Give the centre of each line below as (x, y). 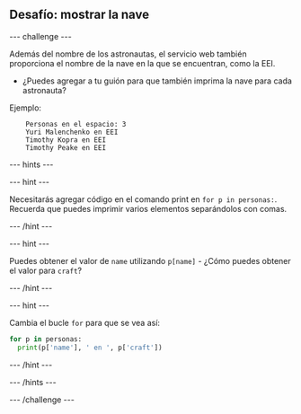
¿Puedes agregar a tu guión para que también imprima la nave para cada (157, 81)
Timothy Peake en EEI (66, 147)
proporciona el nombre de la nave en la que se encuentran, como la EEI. (142, 63)
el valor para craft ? (46, 270)
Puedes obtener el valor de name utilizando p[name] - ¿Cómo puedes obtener (150, 260)
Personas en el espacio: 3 (76, 124)
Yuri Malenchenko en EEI (72, 132)
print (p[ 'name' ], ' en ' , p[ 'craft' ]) (90, 348)
